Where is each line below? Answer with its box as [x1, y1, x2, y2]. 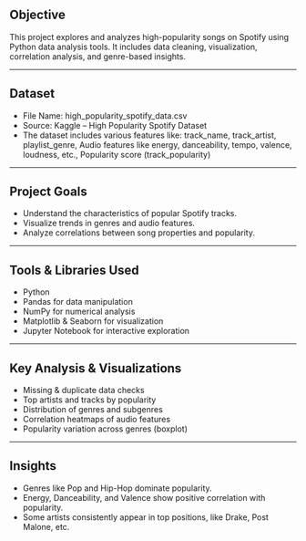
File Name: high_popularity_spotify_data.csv [22, 109, 188, 121]
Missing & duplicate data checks [22, 385, 145, 396]
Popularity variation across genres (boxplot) [22, 423, 189, 434]
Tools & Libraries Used [9, 262, 139, 277]
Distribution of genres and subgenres [22, 404, 164, 415]
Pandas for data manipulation [22, 297, 134, 307]
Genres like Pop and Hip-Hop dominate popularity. [22, 483, 212, 494]
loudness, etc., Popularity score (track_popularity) [22, 149, 211, 160]
